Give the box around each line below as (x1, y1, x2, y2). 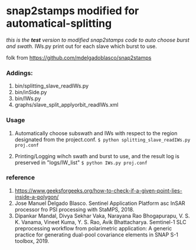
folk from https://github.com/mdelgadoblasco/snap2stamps (6, 54, 152, 61)
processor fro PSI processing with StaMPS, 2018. (14, 206, 135, 213)
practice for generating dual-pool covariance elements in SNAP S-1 (14, 231, 179, 238)
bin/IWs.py (14, 95, 41, 102)
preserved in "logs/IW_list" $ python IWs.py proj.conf (14, 159, 148, 166)
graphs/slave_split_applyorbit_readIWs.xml (14, 101, 119, 108)
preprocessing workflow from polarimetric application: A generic (14, 225, 172, 232)
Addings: (6, 69, 34, 77)
